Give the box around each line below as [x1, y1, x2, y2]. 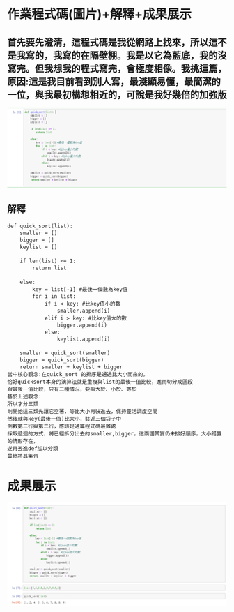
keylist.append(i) [56, 336, 111, 343]
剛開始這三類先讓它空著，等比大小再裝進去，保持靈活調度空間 [7, 408, 158, 415]
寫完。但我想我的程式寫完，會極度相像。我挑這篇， [7, 62, 227, 74]
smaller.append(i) [56, 308, 111, 315]
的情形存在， [7, 438, 39, 445]
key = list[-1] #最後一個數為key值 [32, 286, 128, 293]
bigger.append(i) [56, 322, 108, 329]
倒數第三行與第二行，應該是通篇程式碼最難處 [7, 423, 116, 430]
